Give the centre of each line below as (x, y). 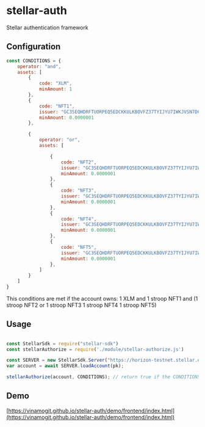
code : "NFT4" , (79, 219)
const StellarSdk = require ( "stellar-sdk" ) (63, 343)
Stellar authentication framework (47, 27)
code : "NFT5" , (79, 247)
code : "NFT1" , (57, 106)
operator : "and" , (39, 66)
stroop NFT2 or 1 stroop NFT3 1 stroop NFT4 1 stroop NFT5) (81, 305)
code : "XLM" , (55, 84)
